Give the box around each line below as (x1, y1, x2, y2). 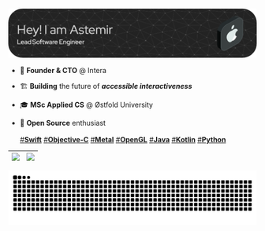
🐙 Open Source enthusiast (19, 119, 106, 128)
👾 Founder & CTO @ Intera (19, 66, 106, 75)
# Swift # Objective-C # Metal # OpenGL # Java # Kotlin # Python (19, 135, 226, 145)
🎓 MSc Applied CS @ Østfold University (19, 100, 154, 110)
